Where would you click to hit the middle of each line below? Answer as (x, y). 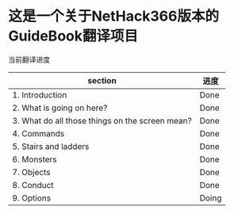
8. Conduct (33, 185)
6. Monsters (35, 159)
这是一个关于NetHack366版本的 (114, 16)
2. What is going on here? (60, 108)
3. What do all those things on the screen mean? (102, 120)
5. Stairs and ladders (51, 146)
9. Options (32, 197)
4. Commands (38, 133)
